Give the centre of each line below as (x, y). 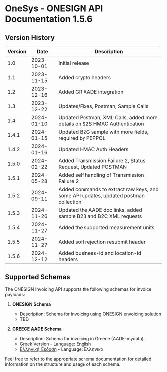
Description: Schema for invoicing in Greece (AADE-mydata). (82, 338)
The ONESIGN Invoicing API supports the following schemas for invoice (78, 289)
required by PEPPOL (82, 138)
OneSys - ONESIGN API (54, 9)
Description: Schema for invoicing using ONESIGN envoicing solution (90, 314)
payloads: (15, 294)
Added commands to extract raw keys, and (109, 189)
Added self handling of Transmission (101, 175)
